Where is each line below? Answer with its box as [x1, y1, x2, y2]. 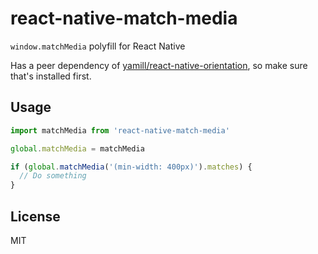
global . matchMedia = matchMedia [10, 143, 145, 154]
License [10, 208, 61, 225]
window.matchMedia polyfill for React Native [10, 40, 186, 52]
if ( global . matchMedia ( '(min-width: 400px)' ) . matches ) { [10, 162, 253, 172]
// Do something [19, 171, 87, 181]
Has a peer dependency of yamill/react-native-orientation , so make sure [10, 59, 308, 71]
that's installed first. [10, 70, 92, 82]
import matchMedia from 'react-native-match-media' [10, 125, 230, 136]
